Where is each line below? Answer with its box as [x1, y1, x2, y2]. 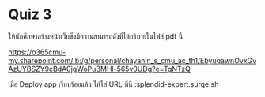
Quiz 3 [8, 6, 52, 24]
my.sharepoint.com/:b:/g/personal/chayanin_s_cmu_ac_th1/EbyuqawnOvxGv [8, 55, 257, 65]
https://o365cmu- [8, 47, 66, 57]
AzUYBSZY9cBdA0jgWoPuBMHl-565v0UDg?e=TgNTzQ [8, 64, 191, 73]
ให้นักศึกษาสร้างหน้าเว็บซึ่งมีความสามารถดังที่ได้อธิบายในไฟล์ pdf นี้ [8, 32, 184, 41]
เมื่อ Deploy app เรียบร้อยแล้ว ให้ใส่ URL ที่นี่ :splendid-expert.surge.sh [8, 79, 219, 88]
